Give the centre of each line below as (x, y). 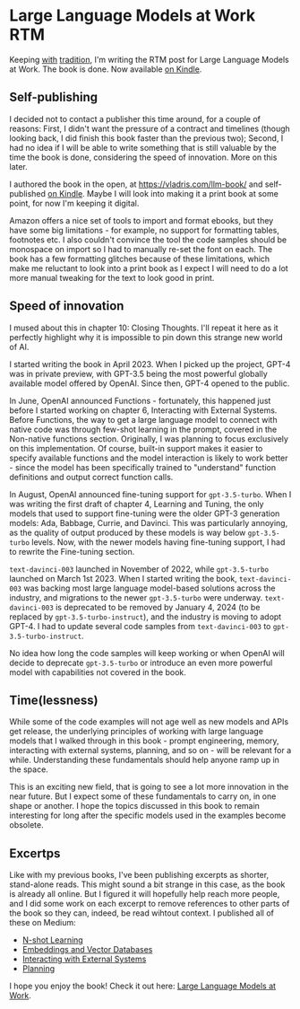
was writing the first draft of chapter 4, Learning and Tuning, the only (137, 504)
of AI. (19, 347)
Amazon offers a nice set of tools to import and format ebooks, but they (141, 220)
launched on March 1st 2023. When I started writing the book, (123, 578)
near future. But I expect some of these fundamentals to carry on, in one (143, 796)
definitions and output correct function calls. (91, 477)
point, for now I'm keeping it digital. (74, 203)
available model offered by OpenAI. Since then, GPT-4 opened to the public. (150, 383)
